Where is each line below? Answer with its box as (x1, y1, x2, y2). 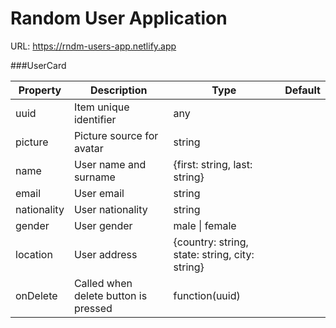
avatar (73, 141, 104, 155)
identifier (73, 112, 117, 126)
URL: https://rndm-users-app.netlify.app (10, 40, 177, 52)
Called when (73, 276, 133, 290)
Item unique (73, 100, 130, 114)
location (15, 247, 53, 261)
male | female (173, 218, 237, 232)
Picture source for (73, 128, 159, 142)
